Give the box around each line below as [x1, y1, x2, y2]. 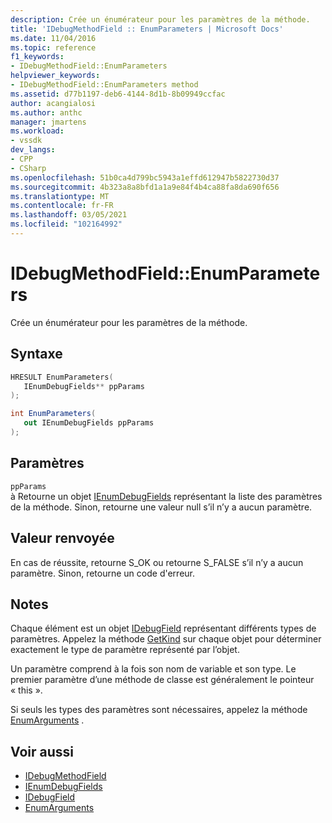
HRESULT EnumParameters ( [10, 372, 114, 382]
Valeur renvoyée [10, 530, 115, 547]
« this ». [10, 684, 43, 696]
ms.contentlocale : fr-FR [10, 201, 114, 211]
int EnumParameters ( [10, 409, 97, 419]
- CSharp [10, 163, 47, 173]
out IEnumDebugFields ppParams [23, 418, 155, 428]
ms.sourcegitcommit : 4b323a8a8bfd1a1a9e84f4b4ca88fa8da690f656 [10, 182, 280, 192]
